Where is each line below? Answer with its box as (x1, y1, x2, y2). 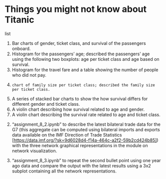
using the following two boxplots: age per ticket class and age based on (11, 56, 160, 62)
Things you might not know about (4, 3, 147, 15)
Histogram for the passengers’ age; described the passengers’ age (11, 51, 150, 57)
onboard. (11, 45, 31, 51)
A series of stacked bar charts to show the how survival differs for (11, 96, 148, 102)
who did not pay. (11, 72, 47, 78)
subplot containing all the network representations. (11, 168, 117, 174)
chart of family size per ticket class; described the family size (11, 82, 155, 88)
